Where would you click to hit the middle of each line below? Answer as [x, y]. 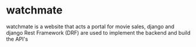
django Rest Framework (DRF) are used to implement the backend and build [98, 32]
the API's [17, 39]
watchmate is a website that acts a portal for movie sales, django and [90, 26]
